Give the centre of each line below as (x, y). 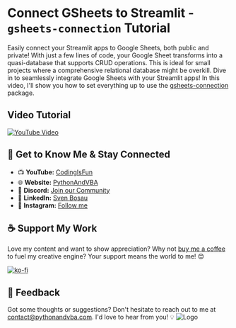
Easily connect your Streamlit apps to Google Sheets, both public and (108, 47)
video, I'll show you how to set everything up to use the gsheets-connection (118, 85)
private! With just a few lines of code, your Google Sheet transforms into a (115, 55)
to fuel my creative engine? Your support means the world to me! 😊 (106, 256)
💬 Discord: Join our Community (64, 190)
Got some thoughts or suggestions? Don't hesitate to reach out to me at (112, 310)
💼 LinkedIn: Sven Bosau (53, 198)
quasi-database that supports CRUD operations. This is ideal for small (109, 62)
